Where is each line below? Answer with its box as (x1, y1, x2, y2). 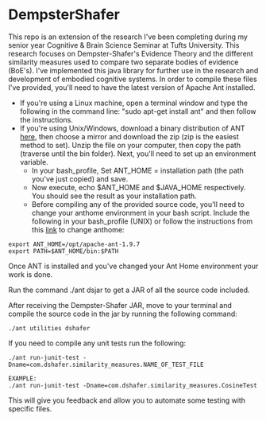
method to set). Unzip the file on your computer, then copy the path (19, 140, 241, 150)
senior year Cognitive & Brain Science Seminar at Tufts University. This (8, 40, 240, 49)
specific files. (8, 403, 52, 413)
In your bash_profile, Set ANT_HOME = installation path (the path (31, 166, 245, 175)
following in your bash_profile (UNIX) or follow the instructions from (31, 216, 253, 226)
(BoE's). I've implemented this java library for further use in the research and (8, 65, 259, 75)
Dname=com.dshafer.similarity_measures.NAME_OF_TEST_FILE (8, 361, 204, 368)
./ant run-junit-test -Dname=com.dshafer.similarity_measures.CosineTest (8, 381, 258, 389)
